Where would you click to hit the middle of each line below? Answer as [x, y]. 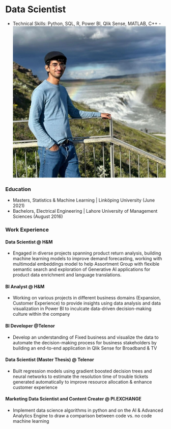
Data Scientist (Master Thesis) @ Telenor [50, 360]
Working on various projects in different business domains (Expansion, [87, 298]
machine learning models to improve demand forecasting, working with [87, 259]
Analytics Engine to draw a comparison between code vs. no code [82, 416]
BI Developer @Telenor [30, 326]
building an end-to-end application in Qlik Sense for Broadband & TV [85, 348]
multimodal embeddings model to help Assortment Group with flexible [86, 264]
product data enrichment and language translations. [67, 275]
